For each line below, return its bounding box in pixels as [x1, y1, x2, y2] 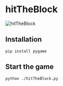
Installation [5, 35, 42, 44]
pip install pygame [5, 48, 47, 54]
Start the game [5, 63, 54, 71]
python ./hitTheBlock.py [5, 76, 58, 81]
